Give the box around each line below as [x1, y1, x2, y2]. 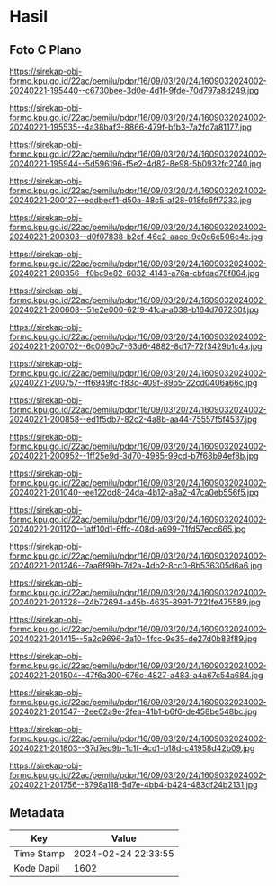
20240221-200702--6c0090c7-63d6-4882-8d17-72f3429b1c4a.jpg [9, 341, 263, 352]
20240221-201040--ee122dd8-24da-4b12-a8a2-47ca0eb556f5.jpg [9, 488, 259, 497]
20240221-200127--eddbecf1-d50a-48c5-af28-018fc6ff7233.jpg [9, 195, 252, 205]
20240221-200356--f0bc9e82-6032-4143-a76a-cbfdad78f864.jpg [9, 268, 260, 278]
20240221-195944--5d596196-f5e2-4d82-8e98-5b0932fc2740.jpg [9, 158, 262, 168]
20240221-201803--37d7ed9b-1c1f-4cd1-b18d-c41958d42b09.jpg [9, 743, 255, 753]
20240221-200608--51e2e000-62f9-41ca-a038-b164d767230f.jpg [9, 304, 259, 315]
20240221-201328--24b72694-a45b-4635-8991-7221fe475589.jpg [9, 596, 261, 607]
